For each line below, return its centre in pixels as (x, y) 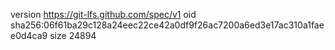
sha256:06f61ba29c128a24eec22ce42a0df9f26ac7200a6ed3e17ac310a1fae (167, 25)
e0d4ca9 (29, 35)
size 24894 (73, 35)
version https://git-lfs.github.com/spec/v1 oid (103, 14)
